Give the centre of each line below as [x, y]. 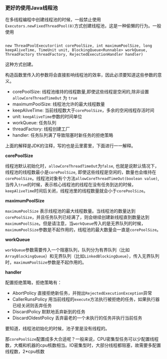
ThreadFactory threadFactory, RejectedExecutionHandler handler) [74, 55]
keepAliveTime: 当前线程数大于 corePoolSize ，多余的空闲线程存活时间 [83, 110]
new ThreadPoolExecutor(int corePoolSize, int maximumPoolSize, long [79, 46]
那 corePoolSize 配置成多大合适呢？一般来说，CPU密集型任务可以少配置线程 [82, 339]
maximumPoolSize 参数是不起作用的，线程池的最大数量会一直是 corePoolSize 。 [83, 230]
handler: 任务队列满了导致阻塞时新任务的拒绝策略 [63, 135]
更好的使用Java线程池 [32, 7]
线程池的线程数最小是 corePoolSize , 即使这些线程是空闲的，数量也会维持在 [81, 172]
